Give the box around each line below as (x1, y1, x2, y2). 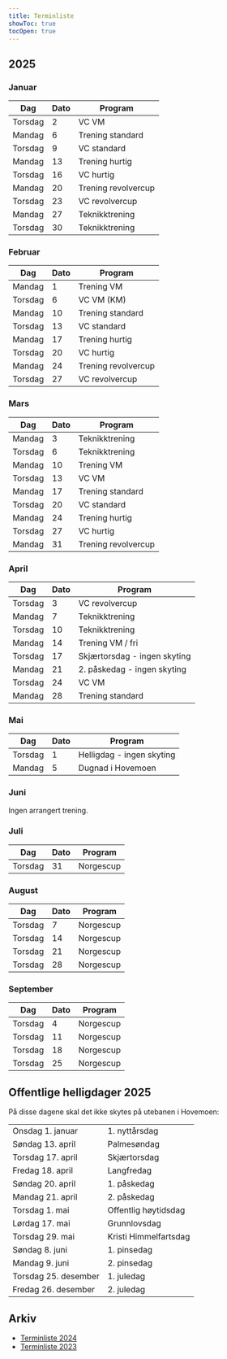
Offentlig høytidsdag (107, 1204, 186, 1216)
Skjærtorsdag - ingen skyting (78, 650, 191, 661)
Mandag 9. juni (12, 1257, 70, 1269)
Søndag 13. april (12, 1139, 76, 1150)
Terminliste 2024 (19, 1333, 77, 1343)
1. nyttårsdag (107, 1126, 159, 1137)
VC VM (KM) (78, 294, 127, 306)
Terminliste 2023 (19, 1342, 77, 1352)
